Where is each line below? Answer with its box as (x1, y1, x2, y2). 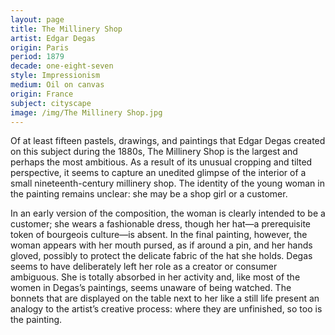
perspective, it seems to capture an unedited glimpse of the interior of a (10, 167, 307, 179)
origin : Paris (10, 42, 70, 53)
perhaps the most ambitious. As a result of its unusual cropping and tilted (10, 156, 313, 168)
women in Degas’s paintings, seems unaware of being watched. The (10, 282, 292, 294)
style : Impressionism (10, 71, 101, 81)
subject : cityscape (10, 98, 92, 108)
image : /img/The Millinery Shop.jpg (10, 107, 163, 118)
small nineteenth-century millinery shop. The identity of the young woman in (10, 177, 325, 190)
